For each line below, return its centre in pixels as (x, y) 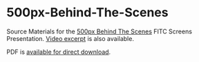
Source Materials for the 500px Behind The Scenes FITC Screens (99, 31)
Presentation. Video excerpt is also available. (70, 38)
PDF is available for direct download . (59, 52)
